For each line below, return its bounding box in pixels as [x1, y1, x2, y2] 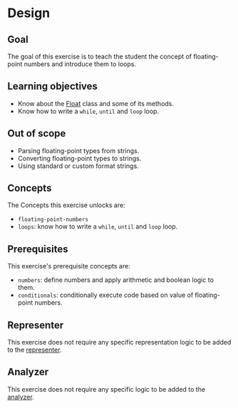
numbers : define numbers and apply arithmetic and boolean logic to [17, 276, 214, 284]
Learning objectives [7, 80, 98, 93]
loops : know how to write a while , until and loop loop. [17, 222, 178, 231]
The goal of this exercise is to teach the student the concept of [7, 52, 192, 61]
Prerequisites [7, 243, 68, 255]
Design [7, 5, 51, 21]
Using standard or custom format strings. [17, 162, 139, 170]
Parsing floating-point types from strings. [17, 146, 140, 155]
